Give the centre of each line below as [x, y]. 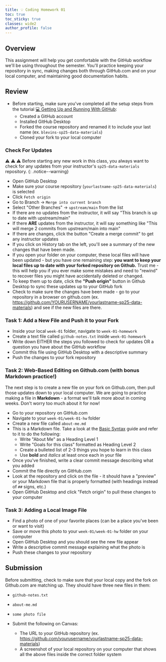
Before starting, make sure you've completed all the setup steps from [83, 103]
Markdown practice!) [31, 376]
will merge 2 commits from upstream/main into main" [66, 229]
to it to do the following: [36, 434]
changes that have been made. [44, 250]
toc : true [15, 14]
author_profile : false [28, 28]
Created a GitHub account [46, 116]
